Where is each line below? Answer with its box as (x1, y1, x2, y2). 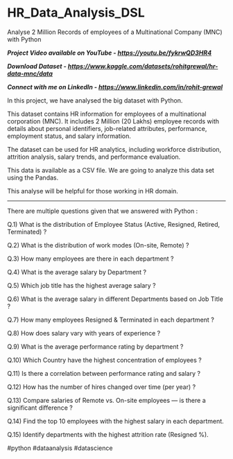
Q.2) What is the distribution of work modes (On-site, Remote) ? (7, 241, 189, 249)
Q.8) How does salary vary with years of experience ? (7, 329, 161, 337)
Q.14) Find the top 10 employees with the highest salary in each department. (7, 417, 224, 425)
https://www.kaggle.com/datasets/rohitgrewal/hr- (67, 62, 218, 70)
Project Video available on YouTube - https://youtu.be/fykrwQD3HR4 (7, 49, 212, 57)
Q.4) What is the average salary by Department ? (7, 268, 147, 276)
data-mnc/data (7, 69, 53, 78)
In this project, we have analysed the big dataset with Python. (7, 96, 183, 105)
